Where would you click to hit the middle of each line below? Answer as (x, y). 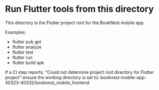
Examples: (15, 32)
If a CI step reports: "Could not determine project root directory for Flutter (79, 72)
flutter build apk (28, 62)
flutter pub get (27, 42)
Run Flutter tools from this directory (79, 9)
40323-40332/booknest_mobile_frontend (47, 83)
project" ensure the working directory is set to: (52, 77)
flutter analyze (27, 47)
